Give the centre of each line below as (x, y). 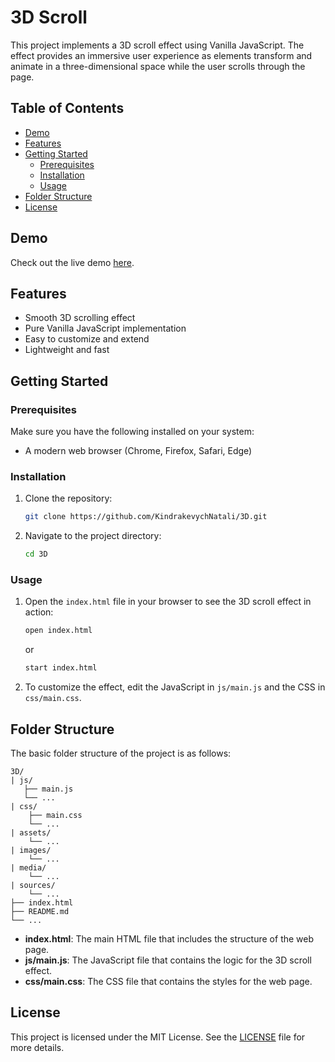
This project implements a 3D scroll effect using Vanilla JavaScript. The (157, 45)
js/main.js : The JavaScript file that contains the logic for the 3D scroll (168, 960)
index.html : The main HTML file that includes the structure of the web (169, 938)
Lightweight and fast (67, 350)
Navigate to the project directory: (93, 536)
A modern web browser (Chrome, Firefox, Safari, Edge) (138, 451)
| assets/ (31, 832)
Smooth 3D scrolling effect (80, 318)
